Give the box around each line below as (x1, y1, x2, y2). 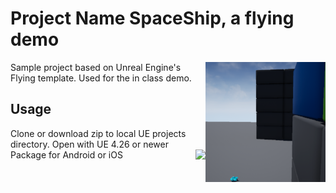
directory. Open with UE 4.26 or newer (10, 138, 169, 150)
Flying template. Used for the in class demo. (10, 72, 192, 84)
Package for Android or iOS (10, 148, 123, 161)
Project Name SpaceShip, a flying (10, 7, 295, 30)
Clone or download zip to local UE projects (10, 127, 187, 139)
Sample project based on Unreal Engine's (10, 61, 182, 73)
